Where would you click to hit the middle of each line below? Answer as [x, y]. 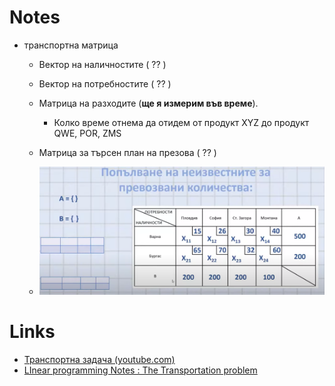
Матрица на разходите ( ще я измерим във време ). [148, 103]
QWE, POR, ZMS [87, 133]
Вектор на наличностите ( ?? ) [102, 64]
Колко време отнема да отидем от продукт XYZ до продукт [181, 122]
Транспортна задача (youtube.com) [99, 359]
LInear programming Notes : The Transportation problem [140, 370]
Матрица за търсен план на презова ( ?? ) [127, 152]
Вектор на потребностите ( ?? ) [105, 83]
